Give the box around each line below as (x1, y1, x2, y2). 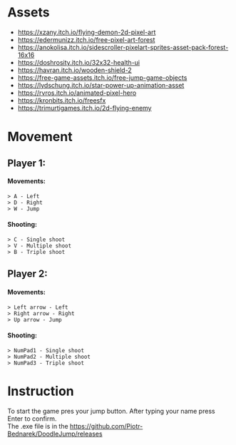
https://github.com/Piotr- (70, 421, 143, 430)
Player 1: (7, 157, 46, 169)
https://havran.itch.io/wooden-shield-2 (17, 66, 132, 74)
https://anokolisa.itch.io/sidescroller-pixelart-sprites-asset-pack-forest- (17, 43, 229, 51)
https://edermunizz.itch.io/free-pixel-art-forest (17, 35, 155, 44)
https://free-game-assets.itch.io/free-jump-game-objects (17, 73, 188, 82)
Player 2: (7, 268, 48, 280)
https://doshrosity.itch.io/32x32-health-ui (17, 58, 140, 66)
